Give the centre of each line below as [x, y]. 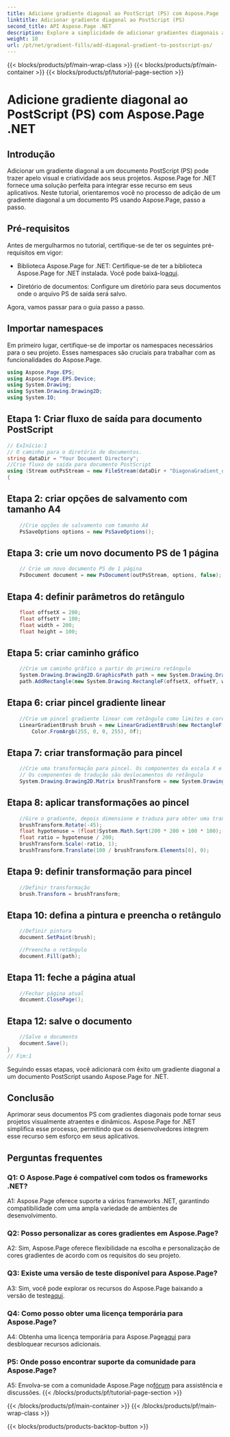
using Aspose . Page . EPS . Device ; [52, 379]
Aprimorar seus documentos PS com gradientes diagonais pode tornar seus [114, 1115]
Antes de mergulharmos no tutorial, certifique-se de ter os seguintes [104, 245]
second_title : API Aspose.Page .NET [59, 26]
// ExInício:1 [27, 446]
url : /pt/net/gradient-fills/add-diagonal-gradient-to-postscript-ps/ [110, 45]
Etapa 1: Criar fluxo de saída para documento [105, 419]
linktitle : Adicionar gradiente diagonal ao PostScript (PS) [96, 20]
